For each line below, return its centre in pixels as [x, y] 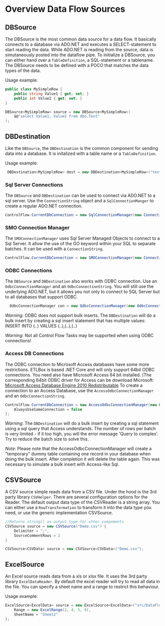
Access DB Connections [35, 354]
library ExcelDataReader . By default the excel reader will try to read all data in [82, 582]
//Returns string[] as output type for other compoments [65, 522]
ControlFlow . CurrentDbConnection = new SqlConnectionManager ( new [73, 215]
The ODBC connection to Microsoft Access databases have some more [77, 364]
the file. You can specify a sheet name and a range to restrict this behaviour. [82, 587]
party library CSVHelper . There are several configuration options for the [77, 497]
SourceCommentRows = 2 [37, 535]
